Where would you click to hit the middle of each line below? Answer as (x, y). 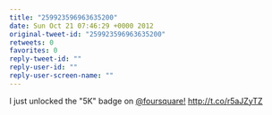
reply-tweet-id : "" (46, 59)
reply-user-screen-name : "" (62, 76)
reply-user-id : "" (43, 68)
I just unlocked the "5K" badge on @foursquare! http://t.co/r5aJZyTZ (136, 101)
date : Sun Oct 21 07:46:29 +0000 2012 (81, 26)
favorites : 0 (34, 51)
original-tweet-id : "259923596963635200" (88, 34)
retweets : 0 (31, 42)
